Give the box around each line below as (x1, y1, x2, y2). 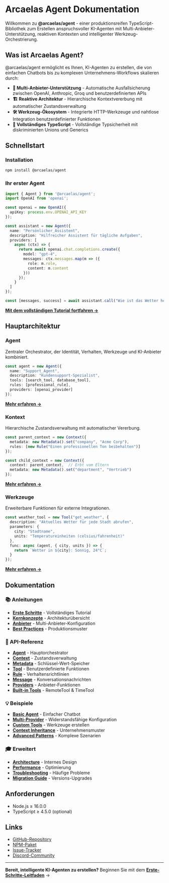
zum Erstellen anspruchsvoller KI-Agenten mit (27, 25, 122, 31)
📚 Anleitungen (5, 596, 43, 603)
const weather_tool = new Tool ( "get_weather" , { (5, 515, 109, 520)
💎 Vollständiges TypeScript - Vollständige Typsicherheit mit (12, 121, 138, 127)
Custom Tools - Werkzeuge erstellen (12, 722, 90, 728)
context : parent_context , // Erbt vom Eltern (10, 462, 109, 467)
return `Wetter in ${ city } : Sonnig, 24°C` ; (14, 548, 107, 553)
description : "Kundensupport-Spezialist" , (10, 373, 100, 378)
